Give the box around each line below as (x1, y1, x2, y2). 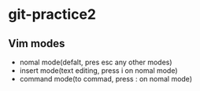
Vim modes (8, 37, 65, 50)
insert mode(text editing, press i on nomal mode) (19, 66, 179, 75)
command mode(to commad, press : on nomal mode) (19, 75, 193, 83)
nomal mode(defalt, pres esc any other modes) (19, 57, 172, 67)
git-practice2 (8, 5, 97, 24)
